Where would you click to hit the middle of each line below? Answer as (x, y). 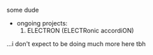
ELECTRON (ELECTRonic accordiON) (80, 31)
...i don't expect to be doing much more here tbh (76, 44)
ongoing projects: (42, 23)
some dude (23, 10)
